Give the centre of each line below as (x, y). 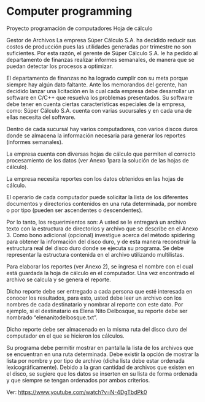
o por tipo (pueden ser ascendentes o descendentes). (75, 210)
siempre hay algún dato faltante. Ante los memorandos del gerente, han (97, 85)
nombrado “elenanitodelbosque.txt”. (52, 317)
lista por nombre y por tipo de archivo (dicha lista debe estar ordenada (96, 360)
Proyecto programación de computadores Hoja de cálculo (79, 28)
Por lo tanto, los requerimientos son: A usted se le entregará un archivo (96, 222)
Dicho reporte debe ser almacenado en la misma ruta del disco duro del (97, 329)
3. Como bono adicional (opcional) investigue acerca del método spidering (101, 235)
